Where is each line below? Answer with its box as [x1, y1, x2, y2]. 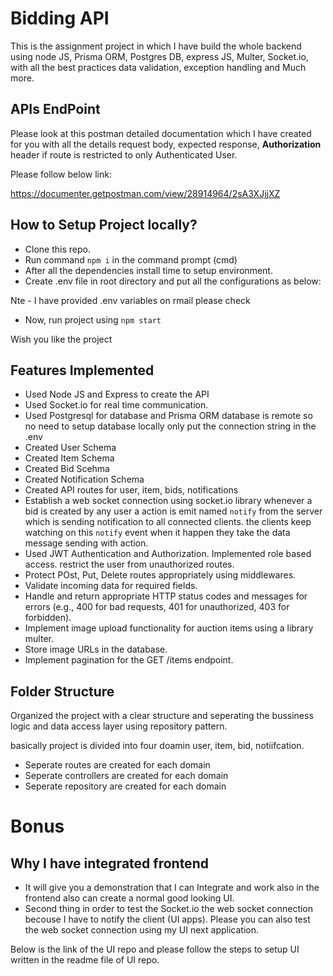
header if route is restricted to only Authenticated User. [10, 148, 238, 161]
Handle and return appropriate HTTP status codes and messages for [24, 590, 308, 602]
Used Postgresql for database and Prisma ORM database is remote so [24, 410, 313, 422]
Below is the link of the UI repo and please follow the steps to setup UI [10, 943, 300, 956]
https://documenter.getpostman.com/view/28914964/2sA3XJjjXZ [10, 187, 281, 199]
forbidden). [24, 612, 72, 624]
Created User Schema [24, 442, 117, 454]
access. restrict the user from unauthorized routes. [24, 558, 235, 571]
